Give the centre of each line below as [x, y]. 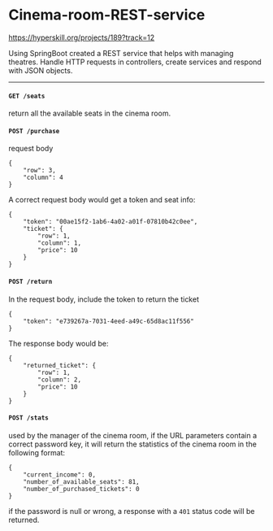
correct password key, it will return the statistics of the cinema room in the [133, 444]
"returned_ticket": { [59, 365]
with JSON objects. [41, 70]
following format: [37, 452]
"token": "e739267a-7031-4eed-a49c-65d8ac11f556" [109, 321]
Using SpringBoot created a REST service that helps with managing [121, 53]
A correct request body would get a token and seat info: [102, 200]
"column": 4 [43, 178]
